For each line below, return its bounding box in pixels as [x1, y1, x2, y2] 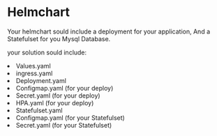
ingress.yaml [16, 69, 53, 77]
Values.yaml [16, 61, 51, 70]
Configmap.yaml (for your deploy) [16, 84, 114, 92]
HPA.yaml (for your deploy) [16, 98, 94, 107]
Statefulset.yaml [16, 106, 63, 114]
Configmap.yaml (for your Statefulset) [16, 113, 126, 122]
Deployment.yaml [16, 76, 66, 84]
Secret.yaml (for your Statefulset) [16, 121, 112, 129]
